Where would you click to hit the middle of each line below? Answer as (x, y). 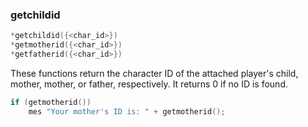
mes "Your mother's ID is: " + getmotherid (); (127, 111)
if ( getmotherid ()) (51, 102)
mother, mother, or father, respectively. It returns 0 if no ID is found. (149, 84)
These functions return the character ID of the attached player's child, (154, 73)
